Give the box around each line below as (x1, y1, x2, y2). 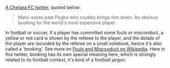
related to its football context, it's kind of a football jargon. (5, 57, 127, 63)
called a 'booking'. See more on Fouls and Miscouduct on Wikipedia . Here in (5, 46, 165, 52)
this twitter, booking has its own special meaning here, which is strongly (5, 51, 156, 57)
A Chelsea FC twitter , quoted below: (5, 5, 81, 10)
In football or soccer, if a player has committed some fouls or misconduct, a (5, 30, 164, 35)
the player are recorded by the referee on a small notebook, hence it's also (5, 40, 162, 47)
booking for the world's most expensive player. (17, 20, 117, 26)
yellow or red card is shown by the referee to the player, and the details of (5, 35, 160, 41)
